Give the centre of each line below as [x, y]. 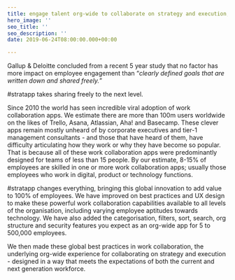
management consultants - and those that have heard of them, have [105, 138]
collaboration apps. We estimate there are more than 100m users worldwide [116, 115]
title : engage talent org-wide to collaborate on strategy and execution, [119, 14]
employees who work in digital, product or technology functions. [100, 175]
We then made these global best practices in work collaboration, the [106, 246]
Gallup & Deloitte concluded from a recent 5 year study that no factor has [113, 66]
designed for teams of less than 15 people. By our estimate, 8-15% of [107, 160]
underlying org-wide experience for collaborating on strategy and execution [116, 254]
